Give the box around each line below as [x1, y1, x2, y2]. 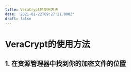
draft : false [5, 16, 32, 21]
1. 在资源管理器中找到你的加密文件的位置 [5, 59, 126, 68]
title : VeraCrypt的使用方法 [5, 7, 58, 12]
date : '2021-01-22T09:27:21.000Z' [5, 12, 75, 17]
